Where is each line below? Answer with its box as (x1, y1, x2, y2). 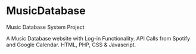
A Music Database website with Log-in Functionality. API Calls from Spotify (6, 35, 191, 42)
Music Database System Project (6, 23, 85, 31)
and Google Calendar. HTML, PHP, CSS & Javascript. (6, 41, 136, 48)
